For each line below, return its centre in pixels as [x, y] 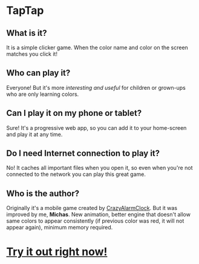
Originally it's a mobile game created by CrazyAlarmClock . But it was [92, 208]
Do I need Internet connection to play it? [83, 153]
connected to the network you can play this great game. [76, 174]
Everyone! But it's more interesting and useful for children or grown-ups [96, 87]
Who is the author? [43, 193]
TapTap [25, 11]
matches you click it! [32, 54]
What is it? [27, 33]
